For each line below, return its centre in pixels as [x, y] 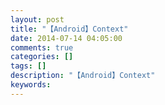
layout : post [37, 19]
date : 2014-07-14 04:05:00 [66, 38]
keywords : [31, 85]
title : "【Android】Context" [69, 29]
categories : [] [42, 57]
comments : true [42, 47]
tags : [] [28, 66]
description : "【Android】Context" [83, 76]
